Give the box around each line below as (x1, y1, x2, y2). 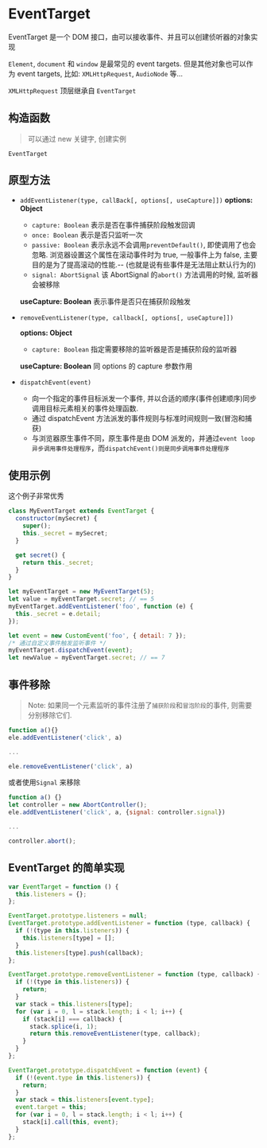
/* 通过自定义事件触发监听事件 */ (8, 639, 107, 647)
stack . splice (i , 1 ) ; (29, 1022, 98, 1030)
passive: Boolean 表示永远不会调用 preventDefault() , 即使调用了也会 (31, 239, 257, 249)
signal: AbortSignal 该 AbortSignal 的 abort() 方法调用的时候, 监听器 (31, 270, 258, 279)
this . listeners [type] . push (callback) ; (15, 948, 145, 957)
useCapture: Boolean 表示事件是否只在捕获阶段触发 (19, 296, 192, 306)
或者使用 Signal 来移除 (8, 777, 81, 788)
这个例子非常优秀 (8, 491, 64, 501)
